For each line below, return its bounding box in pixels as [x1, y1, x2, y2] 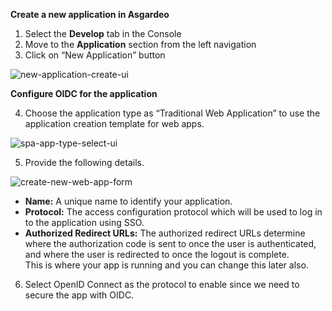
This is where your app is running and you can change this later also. [24, 259, 309, 271]
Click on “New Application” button [24, 49, 166, 61]
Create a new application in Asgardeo [10, 9, 170, 20]
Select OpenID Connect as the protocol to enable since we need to [24, 279, 300, 290]
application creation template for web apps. [24, 118, 205, 129]
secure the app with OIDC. [24, 289, 135, 301]
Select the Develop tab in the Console [24, 28, 182, 39]
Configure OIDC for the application [10, 88, 158, 99]
